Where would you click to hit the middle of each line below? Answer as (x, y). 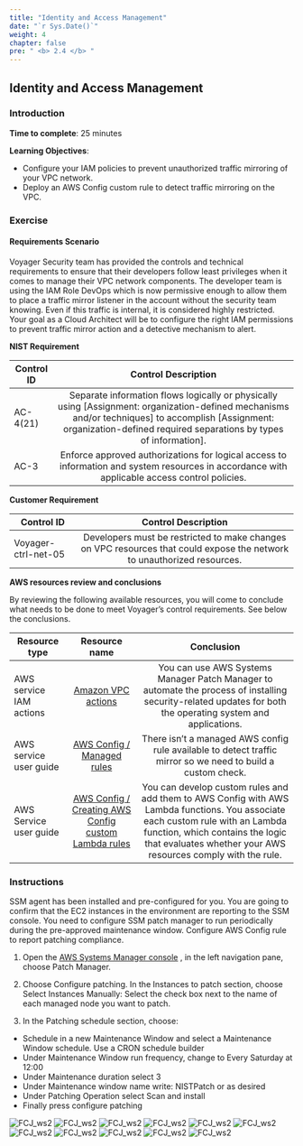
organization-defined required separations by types (173, 429)
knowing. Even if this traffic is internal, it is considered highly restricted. (142, 310)
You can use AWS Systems (215, 667)
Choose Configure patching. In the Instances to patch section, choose (152, 984)
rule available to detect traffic (215, 750)
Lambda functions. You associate (215, 809)
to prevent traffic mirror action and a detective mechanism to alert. (133, 328)
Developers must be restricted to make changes (185, 537)
